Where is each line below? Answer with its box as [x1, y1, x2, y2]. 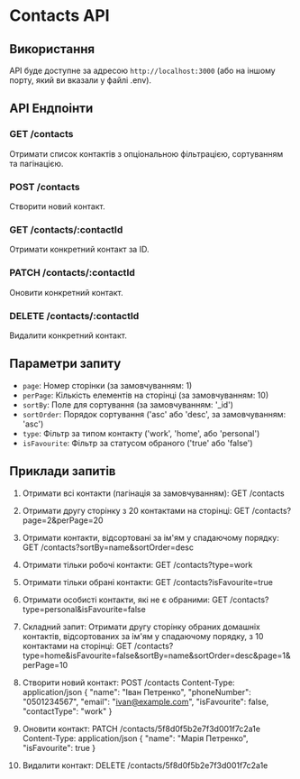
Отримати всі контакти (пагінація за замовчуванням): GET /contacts [22, 488, 286, 499]
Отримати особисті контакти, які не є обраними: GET [22, 594, 228, 605]
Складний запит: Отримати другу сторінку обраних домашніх [22, 621, 261, 632]
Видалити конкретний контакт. [9, 330, 128, 341]
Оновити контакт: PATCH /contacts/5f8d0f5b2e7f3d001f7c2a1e [22, 723, 261, 734]
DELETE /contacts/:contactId [9, 309, 140, 322]
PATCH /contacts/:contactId [9, 267, 135, 280]
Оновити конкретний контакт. [9, 287, 123, 298]
